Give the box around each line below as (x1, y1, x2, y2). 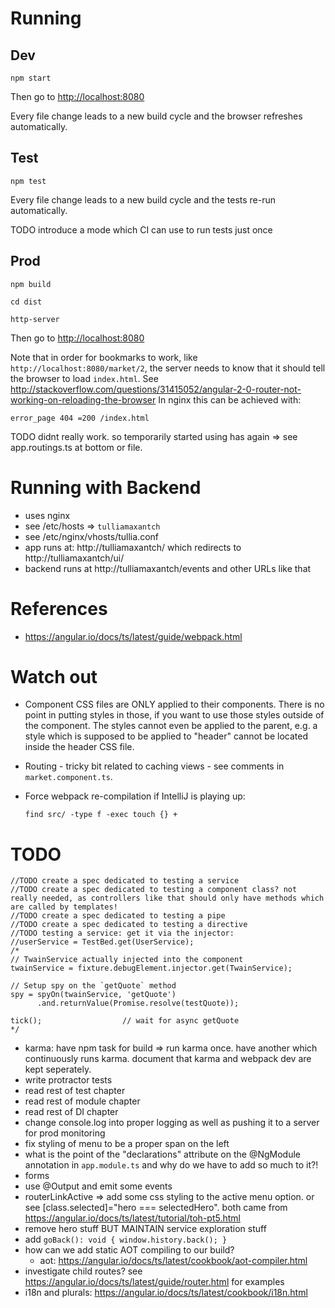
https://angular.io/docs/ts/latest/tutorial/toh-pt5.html (24, 1212, 241, 1224)
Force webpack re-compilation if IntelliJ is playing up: (24, 790, 246, 802)
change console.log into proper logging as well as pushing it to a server (24, 1117, 320, 1129)
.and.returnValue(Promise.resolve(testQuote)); (36, 998, 240, 1009)
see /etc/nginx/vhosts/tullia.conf (24, 530, 159, 542)
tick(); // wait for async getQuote (10, 1016, 240, 1026)
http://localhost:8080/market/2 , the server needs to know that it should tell (10, 362, 326, 374)
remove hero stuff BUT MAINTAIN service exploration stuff (24, 1223, 267, 1235)
